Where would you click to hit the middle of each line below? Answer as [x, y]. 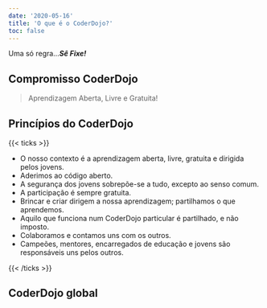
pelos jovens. [42, 167]
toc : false [27, 31]
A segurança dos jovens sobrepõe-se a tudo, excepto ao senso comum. [140, 184]
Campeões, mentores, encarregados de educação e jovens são [125, 244]
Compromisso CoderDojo [73, 78]
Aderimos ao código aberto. [66, 175]
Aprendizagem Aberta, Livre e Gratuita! [93, 98]
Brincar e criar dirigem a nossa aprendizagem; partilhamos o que [127, 201]
